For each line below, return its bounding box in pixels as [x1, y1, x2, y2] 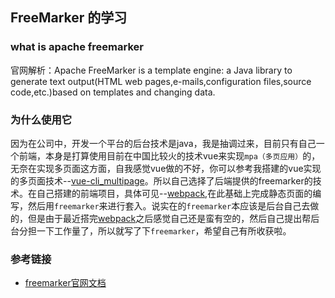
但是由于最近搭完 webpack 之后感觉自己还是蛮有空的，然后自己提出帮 [27, 212, 312, 224]
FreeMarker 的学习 [10, 9, 128, 27]
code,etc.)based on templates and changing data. [10, 86, 216, 98]
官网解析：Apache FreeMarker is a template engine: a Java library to [10, 64, 293, 76]
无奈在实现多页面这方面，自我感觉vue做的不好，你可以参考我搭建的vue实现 [10, 162, 322, 174]
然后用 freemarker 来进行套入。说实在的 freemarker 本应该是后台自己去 [27, 199, 311, 212]
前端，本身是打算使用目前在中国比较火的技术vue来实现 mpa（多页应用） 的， [18, 149, 321, 162]
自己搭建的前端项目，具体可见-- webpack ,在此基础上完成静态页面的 [36, 187, 313, 199]
